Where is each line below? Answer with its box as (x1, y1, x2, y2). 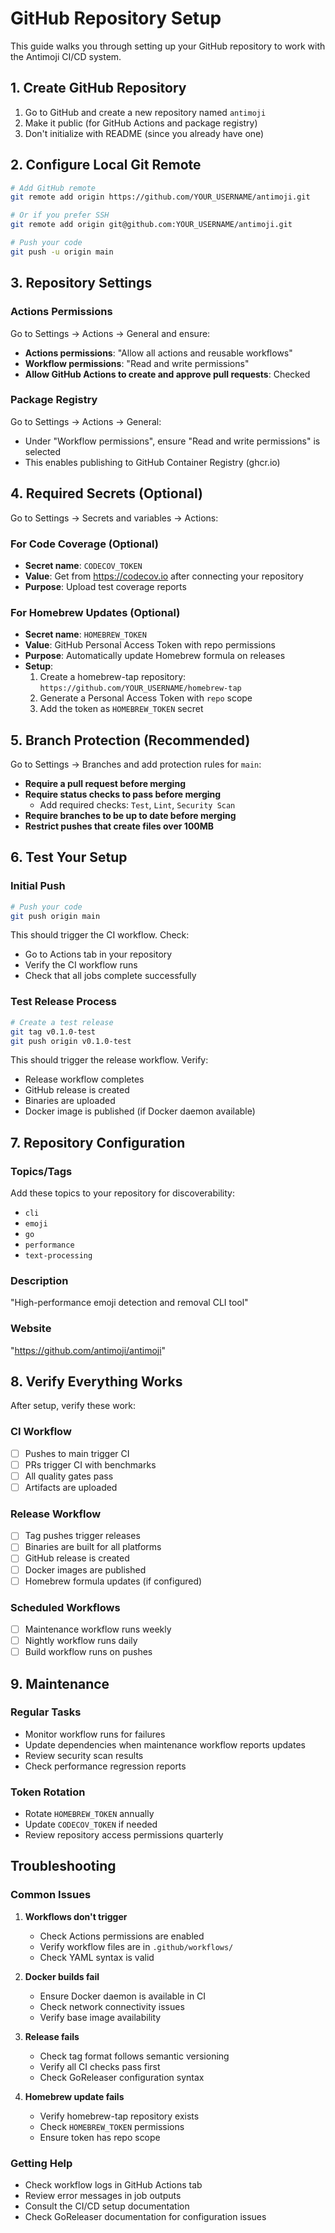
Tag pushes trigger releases (24, 1530, 141, 1542)
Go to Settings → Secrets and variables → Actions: (10, 512, 219, 524)
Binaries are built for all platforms (24, 1541, 162, 1553)
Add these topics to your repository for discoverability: (10, 1187, 235, 1199)
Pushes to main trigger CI (24, 1447, 130, 1459)
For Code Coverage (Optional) (10, 537, 159, 551)
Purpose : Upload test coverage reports (24, 580, 187, 592)
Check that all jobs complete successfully (24, 970, 197, 982)
